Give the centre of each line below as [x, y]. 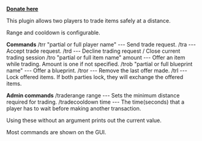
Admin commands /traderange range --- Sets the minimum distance [93, 95]
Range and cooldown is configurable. [54, 32]
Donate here [22, 9]
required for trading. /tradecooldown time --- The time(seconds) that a [95, 102]
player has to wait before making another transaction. [74, 109]
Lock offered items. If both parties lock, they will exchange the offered [95, 77]
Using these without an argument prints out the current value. [84, 120]
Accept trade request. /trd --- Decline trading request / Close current [93, 51]
